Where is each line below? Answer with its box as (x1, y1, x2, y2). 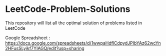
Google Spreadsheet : (5, 35, 50, 41)
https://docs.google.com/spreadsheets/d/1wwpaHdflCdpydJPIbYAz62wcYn (5, 40, 161, 46)
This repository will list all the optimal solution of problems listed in (5, 20, 142, 26)
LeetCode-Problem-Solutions (5, 3, 131, 15)
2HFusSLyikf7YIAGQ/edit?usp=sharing (5, 45, 85, 51)
